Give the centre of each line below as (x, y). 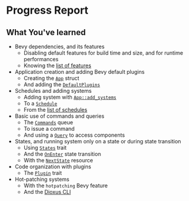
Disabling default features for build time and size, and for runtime (103, 53)
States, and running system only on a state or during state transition (98, 141)
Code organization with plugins (53, 167)
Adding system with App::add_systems (70, 97)
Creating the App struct (51, 78)
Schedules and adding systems (53, 91)
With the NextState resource (58, 160)
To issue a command (49, 129)
